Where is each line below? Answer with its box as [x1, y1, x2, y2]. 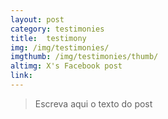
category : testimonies [10, 24, 105, 34]
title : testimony [10, 33, 87, 43]
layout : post [10, 14, 65, 25]
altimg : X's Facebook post [10, 61, 123, 71]
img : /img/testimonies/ [10, 42, 110, 53]
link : [10, 71, 33, 81]
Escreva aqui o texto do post [34, 97, 153, 110]
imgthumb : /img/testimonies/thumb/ [10, 52, 159, 62]
